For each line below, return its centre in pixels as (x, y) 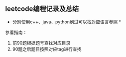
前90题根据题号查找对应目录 (41, 43)
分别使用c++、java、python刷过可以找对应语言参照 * (66, 22)
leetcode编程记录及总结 (42, 9)
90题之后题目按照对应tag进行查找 (47, 49)
